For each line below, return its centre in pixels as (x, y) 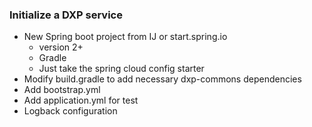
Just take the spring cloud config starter (121, 69)
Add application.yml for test (81, 100)
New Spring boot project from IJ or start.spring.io (125, 37)
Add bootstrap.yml (62, 90)
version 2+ (61, 47)
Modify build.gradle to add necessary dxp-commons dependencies (162, 79)
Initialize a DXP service (66, 15)
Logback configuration (70, 111)
